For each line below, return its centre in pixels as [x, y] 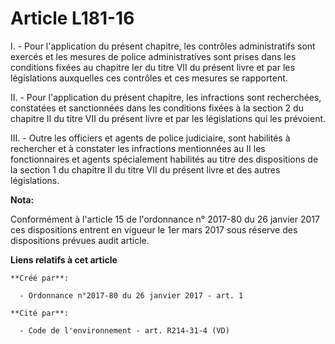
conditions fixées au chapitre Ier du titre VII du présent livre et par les [152, 67]
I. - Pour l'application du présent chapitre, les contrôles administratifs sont [163, 46]
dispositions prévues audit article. [80, 240]
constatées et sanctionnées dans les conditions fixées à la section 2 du [157, 108]
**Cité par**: [40, 313]
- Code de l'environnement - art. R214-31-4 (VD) [124, 330]
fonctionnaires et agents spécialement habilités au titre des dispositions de [164, 159]
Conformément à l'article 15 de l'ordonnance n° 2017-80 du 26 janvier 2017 [165, 219]
